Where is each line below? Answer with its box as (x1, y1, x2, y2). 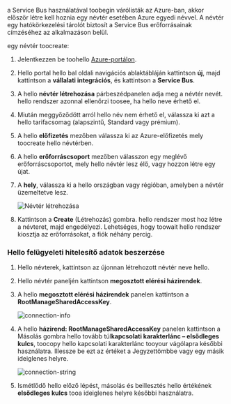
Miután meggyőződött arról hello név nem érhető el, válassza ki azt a (17, 111, 216, 119)
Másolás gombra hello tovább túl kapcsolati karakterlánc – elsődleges (17, 332, 219, 341)
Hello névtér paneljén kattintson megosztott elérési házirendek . (17, 277, 202, 285)
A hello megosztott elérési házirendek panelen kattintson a (17, 290, 189, 299)
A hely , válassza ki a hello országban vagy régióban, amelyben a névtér (17, 181, 224, 189)
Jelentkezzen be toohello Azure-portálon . (17, 55, 137, 63)
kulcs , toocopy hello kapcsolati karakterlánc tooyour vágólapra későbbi (17, 340, 223, 348)
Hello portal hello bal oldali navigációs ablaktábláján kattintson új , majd (17, 69, 221, 77)
